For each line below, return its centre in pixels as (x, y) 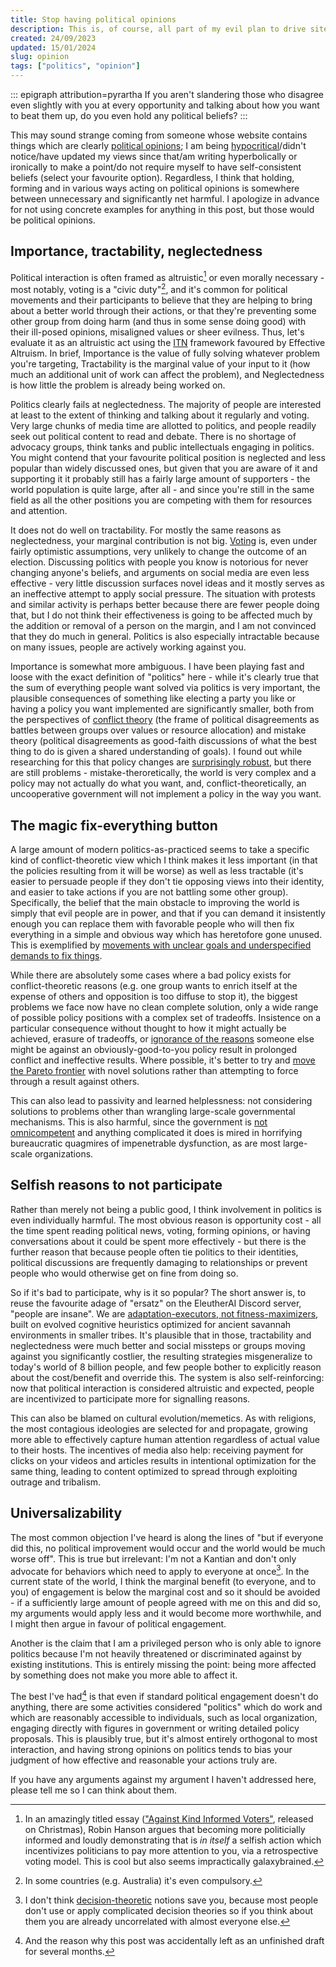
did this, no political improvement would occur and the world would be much (168, 1548)
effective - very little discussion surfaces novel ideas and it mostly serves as (167, 583)
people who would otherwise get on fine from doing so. (124, 1273)
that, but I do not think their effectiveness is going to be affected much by (161, 615)
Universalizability (66, 1513)
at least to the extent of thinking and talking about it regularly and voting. (160, 415)
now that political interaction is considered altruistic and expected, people (162, 1388)
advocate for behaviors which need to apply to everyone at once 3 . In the (160, 1570)
